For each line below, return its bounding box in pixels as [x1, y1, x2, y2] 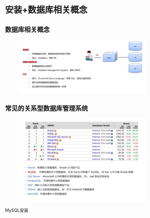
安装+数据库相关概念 [5, 4, 88, 16]
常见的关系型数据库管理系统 [5, 104, 88, 112]
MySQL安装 [5, 207, 29, 213]
